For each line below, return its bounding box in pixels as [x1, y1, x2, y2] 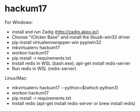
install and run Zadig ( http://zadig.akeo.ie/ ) [11, 29, 99, 35]
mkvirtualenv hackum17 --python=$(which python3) [11, 84, 119, 90]
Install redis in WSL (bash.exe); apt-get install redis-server [11, 60, 131, 66]
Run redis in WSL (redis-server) [11, 65, 77, 72]
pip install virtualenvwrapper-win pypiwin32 [11, 39, 102, 45]
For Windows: [4, 19, 33, 25]
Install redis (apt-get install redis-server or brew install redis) [11, 100, 136, 106]
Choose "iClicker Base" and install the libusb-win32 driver [11, 34, 131, 40]
